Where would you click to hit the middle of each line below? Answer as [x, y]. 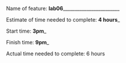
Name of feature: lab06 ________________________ [63, 8]
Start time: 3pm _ [26, 31]
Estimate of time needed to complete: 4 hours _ [63, 20]
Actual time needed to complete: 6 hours [56, 54]
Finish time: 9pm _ [28, 42]
